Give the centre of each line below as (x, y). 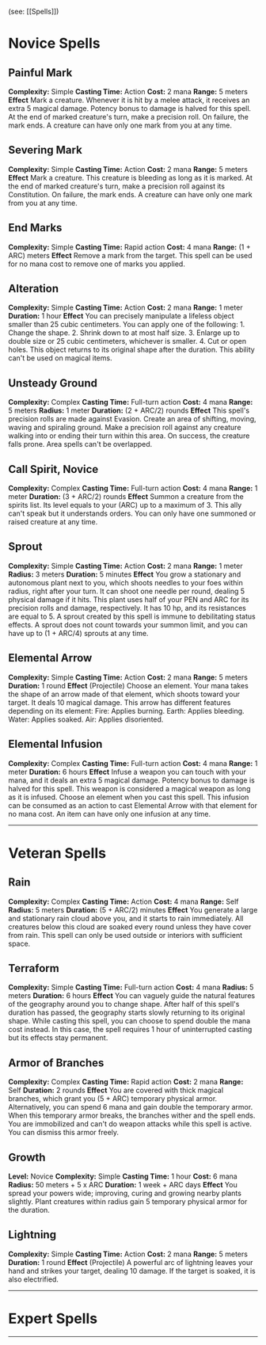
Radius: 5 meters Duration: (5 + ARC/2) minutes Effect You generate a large (133, 909)
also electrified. (34, 1279)
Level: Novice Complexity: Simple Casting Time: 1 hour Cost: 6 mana (123, 1176)
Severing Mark (46, 150)
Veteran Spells (57, 853)
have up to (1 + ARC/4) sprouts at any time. (78, 633)
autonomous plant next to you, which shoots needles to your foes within (125, 582)
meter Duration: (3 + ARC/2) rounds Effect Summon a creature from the (126, 497)
